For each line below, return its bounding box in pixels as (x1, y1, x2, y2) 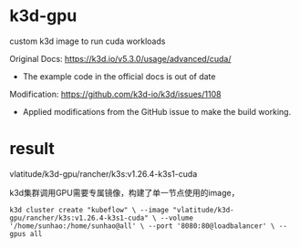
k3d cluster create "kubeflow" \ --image (9, 205, 170, 214)
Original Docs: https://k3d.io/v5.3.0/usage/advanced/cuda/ (9, 53, 232, 64)
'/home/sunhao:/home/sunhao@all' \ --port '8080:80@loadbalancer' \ (9, 221, 275, 231)
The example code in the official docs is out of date (22, 70, 216, 82)
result (9, 139, 55, 160)
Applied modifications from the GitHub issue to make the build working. (22, 106, 292, 117)
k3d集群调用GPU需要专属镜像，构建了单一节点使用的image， (9, 187, 240, 198)
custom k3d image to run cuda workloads (9, 36, 166, 46)
